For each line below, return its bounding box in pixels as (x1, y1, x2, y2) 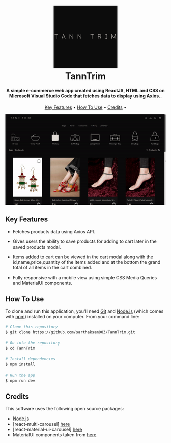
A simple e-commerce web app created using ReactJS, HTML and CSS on (6, 87, 165, 93)
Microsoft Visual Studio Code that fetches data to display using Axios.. (9, 93, 162, 99)
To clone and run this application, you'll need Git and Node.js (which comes (5, 308, 164, 314)
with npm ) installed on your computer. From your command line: (5, 313, 140, 319)
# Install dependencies (5, 357, 56, 362)
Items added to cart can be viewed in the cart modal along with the (12, 254, 154, 260)
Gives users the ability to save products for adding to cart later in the (12, 238, 157, 244)
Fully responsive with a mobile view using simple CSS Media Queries (12, 275, 157, 281)
